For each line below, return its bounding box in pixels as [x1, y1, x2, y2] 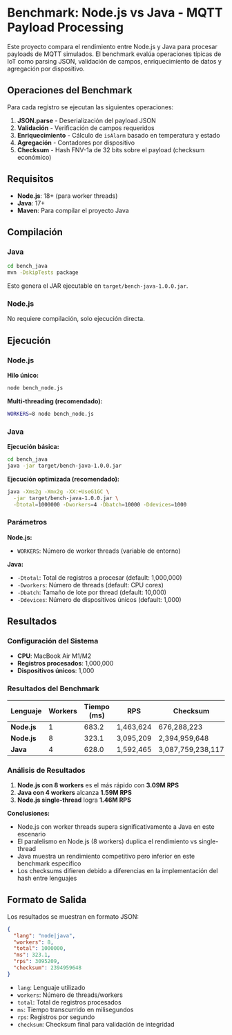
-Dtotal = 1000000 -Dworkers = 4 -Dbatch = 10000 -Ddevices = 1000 [13, 501, 187, 508]
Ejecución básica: [7, 443, 60, 451]
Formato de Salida [7, 894, 87, 906]
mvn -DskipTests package [7, 269, 79, 276]
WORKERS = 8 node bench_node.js [7, 410, 95, 417]
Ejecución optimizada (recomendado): [7, 475, 119, 483]
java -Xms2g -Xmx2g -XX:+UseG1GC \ [7, 488, 110, 495]
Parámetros [7, 517, 47, 527]
